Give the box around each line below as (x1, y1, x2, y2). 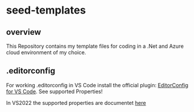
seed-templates (6, 4, 86, 17)
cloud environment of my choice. (6, 49, 87, 56)
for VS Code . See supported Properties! (6, 88, 103, 95)
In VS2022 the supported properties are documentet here (6, 99, 146, 106)
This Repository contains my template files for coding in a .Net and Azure (6, 42, 184, 50)
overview (6, 27, 41, 37)
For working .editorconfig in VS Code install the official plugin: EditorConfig (6, 81, 189, 88)
